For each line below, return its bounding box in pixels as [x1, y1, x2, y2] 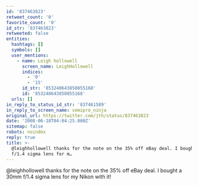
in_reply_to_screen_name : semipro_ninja [6, 107, 107, 113]
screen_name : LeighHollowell [21, 63, 94, 69]
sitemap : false [6, 124, 44, 129]
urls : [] [11, 96, 33, 102]
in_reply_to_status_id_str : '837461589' [6, 101, 107, 108]
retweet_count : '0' [6, 14, 54, 20]
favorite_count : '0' [6, 19, 57, 25]
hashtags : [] [11, 42, 44, 48]
